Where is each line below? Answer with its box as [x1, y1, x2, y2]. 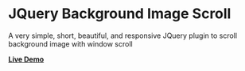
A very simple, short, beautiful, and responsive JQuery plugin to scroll [8, 31, 237, 40]
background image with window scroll [8, 39, 133, 48]
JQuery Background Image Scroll [8, 5, 231, 23]
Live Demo [8, 54, 45, 64]
